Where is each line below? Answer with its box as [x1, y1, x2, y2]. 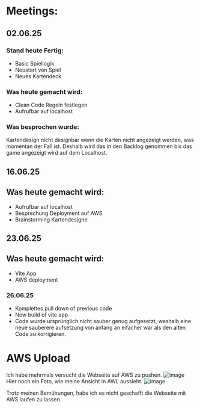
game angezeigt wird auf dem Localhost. [6, 149, 108, 156]
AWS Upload [6, 351, 70, 365]
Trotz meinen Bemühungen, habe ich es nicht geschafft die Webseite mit [6, 389, 186, 397]
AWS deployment [14, 276, 58, 283]
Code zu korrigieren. [14, 330, 66, 338]
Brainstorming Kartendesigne [14, 215, 88, 223]
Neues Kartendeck [14, 72, 62, 79]
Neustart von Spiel [14, 66, 61, 73]
